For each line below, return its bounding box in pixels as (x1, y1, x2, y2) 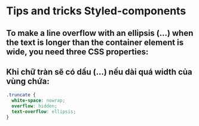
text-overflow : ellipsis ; (11, 109, 76, 115)
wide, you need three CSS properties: (6, 47, 149, 57)
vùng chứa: (6, 76, 50, 86)
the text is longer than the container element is (6, 37, 184, 47)
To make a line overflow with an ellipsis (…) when (6, 28, 194, 38)
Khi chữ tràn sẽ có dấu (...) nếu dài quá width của (6, 67, 192, 77)
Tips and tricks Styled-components (6, 4, 186, 18)
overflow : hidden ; (11, 103, 58, 109)
